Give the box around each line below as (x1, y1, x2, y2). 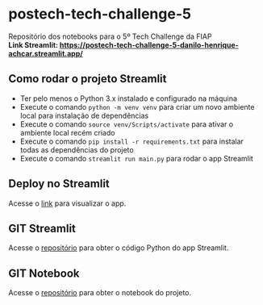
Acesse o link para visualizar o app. (8, 198, 127, 208)
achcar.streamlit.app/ (8, 48, 83, 58)
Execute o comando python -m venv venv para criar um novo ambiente (19, 102, 255, 111)
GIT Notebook (8, 266, 80, 280)
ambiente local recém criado (19, 127, 115, 137)
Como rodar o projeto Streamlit (8, 72, 167, 86)
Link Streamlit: (8, 40, 59, 49)
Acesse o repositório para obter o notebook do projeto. (8, 288, 192, 298)
